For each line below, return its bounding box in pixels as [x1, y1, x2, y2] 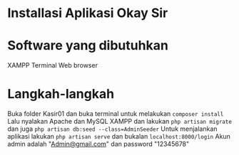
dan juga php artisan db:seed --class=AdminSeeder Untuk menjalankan [7, 124, 218, 133]
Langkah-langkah [7, 86, 115, 102]
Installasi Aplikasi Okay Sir [7, 5, 168, 21]
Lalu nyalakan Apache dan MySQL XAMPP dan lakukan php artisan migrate [7, 117, 232, 126]
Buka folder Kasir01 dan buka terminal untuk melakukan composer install [7, 109, 224, 118]
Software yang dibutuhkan [7, 38, 169, 54]
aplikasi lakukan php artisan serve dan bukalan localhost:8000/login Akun [7, 132, 230, 141]
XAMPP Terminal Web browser [7, 61, 98, 70]
